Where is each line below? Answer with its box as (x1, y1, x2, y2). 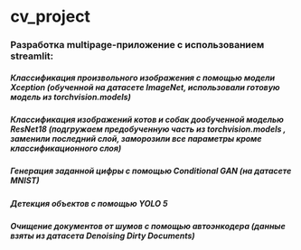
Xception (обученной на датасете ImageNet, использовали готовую (10, 81, 281, 92)
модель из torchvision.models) (10, 91, 132, 102)
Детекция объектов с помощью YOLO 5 (10, 198, 168, 208)
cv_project (10, 6, 91, 27)
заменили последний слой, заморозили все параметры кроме (10, 134, 262, 144)
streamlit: (10, 50, 54, 62)
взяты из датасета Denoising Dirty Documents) (10, 230, 195, 241)
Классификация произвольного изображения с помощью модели (10, 72, 275, 83)
